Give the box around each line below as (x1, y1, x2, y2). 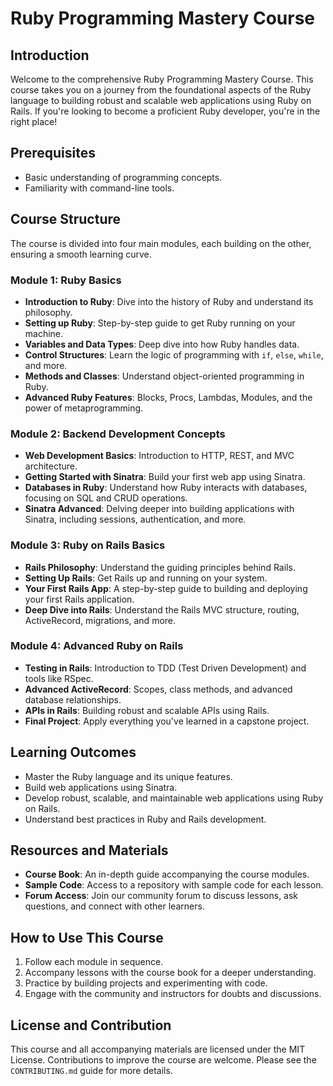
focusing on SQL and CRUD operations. (24, 492, 188, 504)
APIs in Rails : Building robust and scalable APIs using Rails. (24, 704, 270, 716)
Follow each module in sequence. (24, 956, 164, 968)
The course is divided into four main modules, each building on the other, (10, 237, 312, 249)
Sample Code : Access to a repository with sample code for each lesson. (24, 879, 324, 891)
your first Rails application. (24, 593, 135, 605)
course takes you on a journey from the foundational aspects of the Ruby (10, 84, 312, 96)
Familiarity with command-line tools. (24, 182, 175, 194)
